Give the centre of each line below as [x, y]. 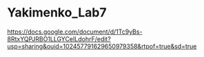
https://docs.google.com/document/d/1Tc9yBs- [75, 32]
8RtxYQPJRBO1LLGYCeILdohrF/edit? [59, 38]
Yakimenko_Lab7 [57, 13]
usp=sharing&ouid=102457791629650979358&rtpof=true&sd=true [102, 46]
